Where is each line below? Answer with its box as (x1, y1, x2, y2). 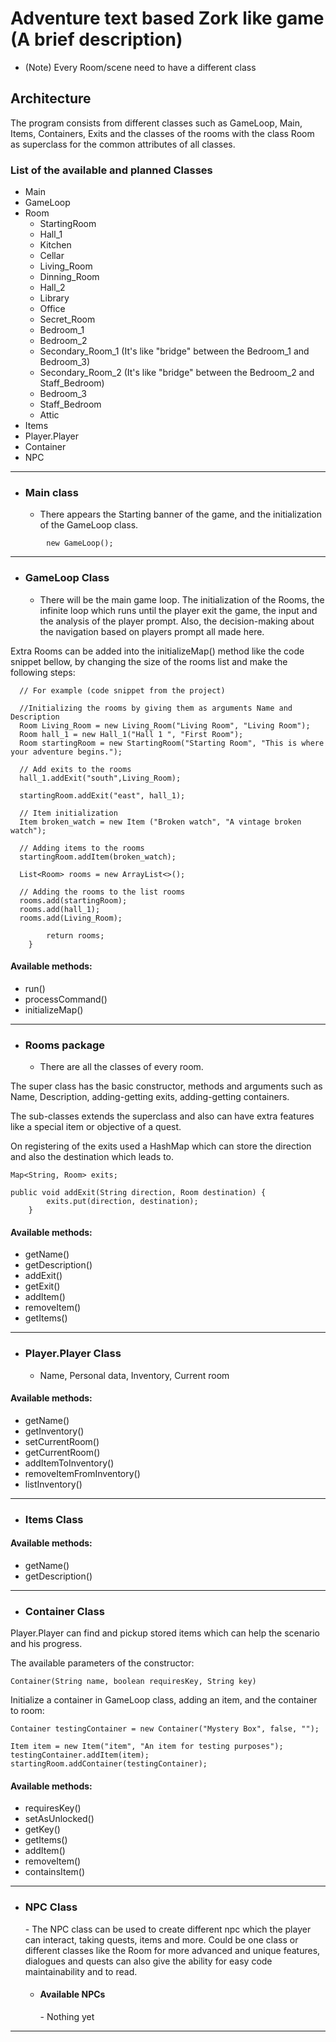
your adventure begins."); (10, 747, 123, 757)
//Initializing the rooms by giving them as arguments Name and (19, 703, 293, 713)
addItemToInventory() (24, 1457, 115, 1469)
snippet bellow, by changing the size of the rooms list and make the (10, 655, 288, 667)
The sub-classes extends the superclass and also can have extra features (10, 1110, 315, 1122)
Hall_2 (39, 282, 66, 294)
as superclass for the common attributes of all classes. (10, 138, 236, 150)
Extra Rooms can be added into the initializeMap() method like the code (10, 645, 305, 657)
